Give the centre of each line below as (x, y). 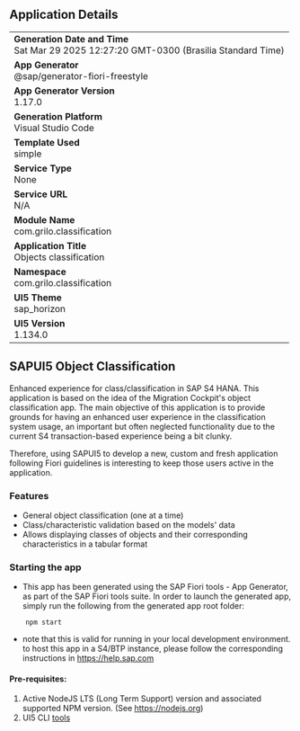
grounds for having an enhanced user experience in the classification (138, 416)
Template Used (47, 142)
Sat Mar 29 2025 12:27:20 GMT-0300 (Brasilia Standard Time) (149, 50)
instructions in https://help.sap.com (88, 658)
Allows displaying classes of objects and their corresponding (135, 534)
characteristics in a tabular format (85, 544)
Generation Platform (58, 116)
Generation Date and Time (71, 39)
